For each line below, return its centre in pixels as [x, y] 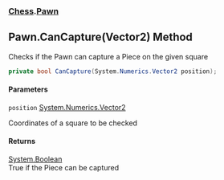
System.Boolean [35, 159]
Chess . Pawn [33, 11]
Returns [22, 141]
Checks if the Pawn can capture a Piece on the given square [108, 56]
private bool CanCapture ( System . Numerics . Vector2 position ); [113, 71]
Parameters [28, 89]
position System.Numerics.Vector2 [67, 107]
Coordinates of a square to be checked [73, 123]
